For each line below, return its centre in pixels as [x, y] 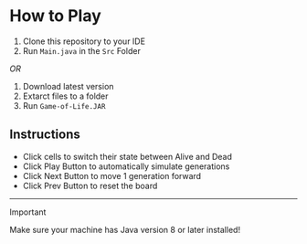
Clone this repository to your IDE [84, 41]
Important [28, 212]
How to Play [56, 16]
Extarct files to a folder [65, 96]
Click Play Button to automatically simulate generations [126, 166]
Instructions [45, 135]
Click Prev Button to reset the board [90, 186]
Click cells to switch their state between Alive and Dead [127, 156]
